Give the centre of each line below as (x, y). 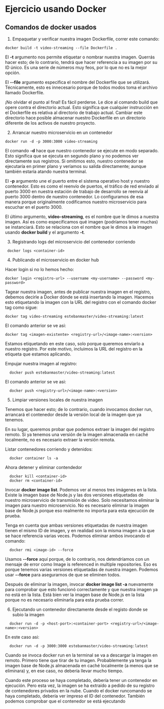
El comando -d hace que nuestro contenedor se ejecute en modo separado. (82, 150)
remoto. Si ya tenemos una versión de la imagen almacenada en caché (77, 435)
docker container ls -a (34, 458)
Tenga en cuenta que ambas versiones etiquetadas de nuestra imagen (76, 525)
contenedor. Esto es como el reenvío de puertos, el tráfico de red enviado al (82, 186)
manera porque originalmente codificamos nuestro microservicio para (76, 202)
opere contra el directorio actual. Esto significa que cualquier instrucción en (82, 107)
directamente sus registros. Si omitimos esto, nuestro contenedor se (74, 161)
